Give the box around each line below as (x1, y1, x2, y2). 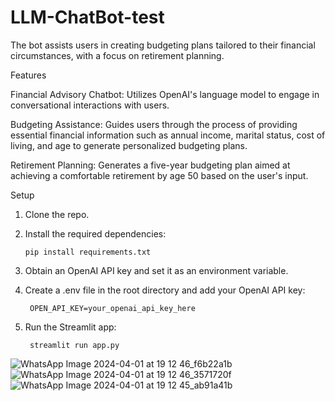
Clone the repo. (24, 208, 90, 220)
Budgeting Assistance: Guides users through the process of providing (10, 118, 298, 130)
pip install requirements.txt (24, 247, 152, 257)
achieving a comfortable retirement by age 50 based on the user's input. (10, 169, 309, 181)
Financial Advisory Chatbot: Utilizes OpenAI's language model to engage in (10, 88, 320, 100)
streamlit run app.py (29, 340, 120, 350)
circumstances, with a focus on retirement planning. (10, 49, 225, 61)
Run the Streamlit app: (24, 321, 117, 333)
